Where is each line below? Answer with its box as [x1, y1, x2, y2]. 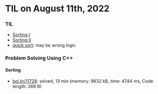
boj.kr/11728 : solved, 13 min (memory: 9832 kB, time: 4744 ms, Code [12, 78, 154, 84]
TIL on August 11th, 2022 [5, 3, 110, 14]
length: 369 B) [12, 83, 42, 89]
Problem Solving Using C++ [5, 55, 74, 62]
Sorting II [12, 37, 31, 43]
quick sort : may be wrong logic [12, 43, 76, 48]
